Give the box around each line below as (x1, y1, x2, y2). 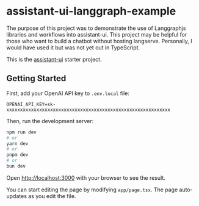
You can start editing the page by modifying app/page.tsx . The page (6, 186, 178, 193)
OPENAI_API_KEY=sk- (6, 101, 56, 107)
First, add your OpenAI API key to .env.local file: (6, 90, 130, 97)
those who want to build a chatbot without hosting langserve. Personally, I (6, 37, 192, 44)
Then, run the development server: (6, 117, 94, 124)
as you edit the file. (28, 192, 76, 199)
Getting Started (6, 73, 67, 83)
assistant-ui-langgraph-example (6, 4, 176, 18)
